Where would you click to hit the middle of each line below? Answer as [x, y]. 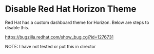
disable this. [17, 27]
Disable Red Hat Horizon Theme [71, 9]
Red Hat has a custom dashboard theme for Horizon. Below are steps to [77, 22]
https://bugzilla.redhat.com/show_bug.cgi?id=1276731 [59, 37]
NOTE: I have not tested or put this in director [50, 46]
